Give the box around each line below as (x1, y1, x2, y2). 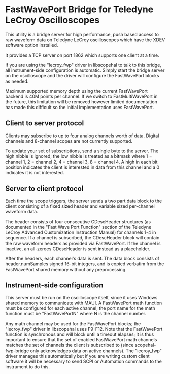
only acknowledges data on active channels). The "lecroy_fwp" (30, 348, 162, 354)
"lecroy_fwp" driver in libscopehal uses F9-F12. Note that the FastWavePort (5, 326, 163, 332)
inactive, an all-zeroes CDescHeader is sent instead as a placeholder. (5, 246, 151, 252)
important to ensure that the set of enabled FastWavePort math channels (5, 337, 157, 343)
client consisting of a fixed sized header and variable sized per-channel (5, 203, 155, 209)
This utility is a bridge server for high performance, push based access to (5, 31, 159, 37)
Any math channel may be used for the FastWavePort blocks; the (5, 320, 141, 327)
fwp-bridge (5, 348, 29, 354)
